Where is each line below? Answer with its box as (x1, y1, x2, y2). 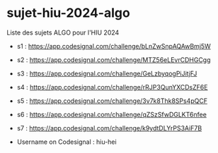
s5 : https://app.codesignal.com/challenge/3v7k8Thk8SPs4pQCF (16, 97, 208, 105)
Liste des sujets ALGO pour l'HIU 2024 (6, 28, 120, 37)
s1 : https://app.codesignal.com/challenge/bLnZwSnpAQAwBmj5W (16, 42, 212, 50)
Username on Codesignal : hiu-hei (16, 137, 117, 146)
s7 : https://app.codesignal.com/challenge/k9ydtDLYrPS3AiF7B (16, 123, 202, 132)
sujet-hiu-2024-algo (6, 5, 130, 21)
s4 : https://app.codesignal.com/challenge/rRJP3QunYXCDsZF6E (16, 82, 208, 91)
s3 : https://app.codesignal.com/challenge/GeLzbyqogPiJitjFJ (16, 69, 197, 78)
